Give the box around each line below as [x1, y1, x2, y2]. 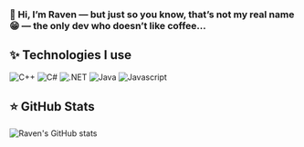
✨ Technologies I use [9, 47, 132, 63]
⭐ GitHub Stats [9, 99, 95, 114]
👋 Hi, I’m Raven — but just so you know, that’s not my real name [9, 8, 295, 21]
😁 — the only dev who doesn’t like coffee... [9, 19, 207, 32]
